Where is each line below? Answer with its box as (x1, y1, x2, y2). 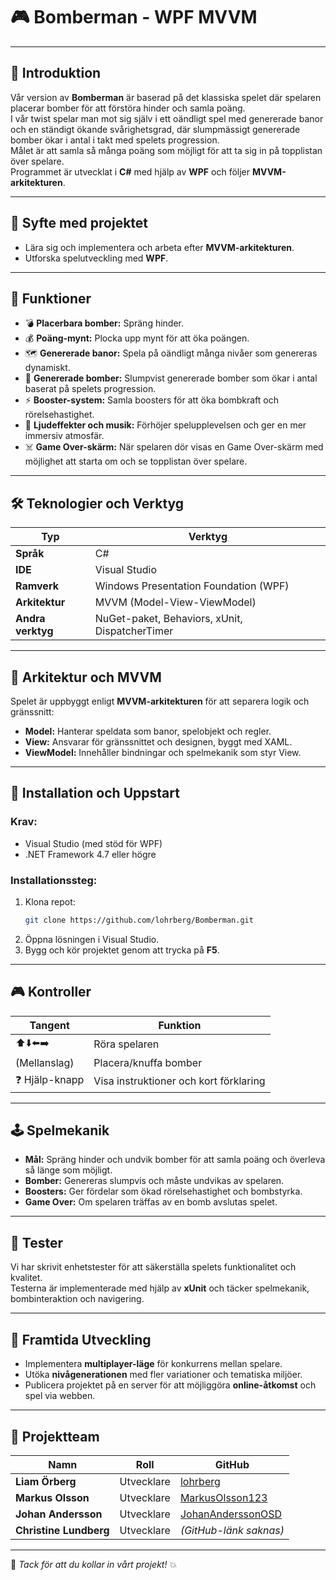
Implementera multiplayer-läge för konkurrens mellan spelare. (24, 1358, 283, 1370)
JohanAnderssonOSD (179, 1507, 283, 1521)
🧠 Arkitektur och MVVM (10, 669, 162, 686)
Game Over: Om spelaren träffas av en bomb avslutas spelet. (24, 1196, 278, 1208)
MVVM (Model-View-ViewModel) (94, 595, 257, 609)
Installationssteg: (10, 873, 98, 887)
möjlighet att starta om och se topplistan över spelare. (24, 455, 248, 468)
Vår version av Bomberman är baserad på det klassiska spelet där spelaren (10, 91, 322, 103)
